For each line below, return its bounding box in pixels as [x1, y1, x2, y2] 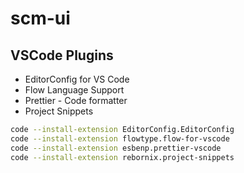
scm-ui [10, 7, 71, 30]
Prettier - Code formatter [24, 95, 128, 106]
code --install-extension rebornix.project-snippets [10, 152, 235, 162]
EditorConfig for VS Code [24, 73, 130, 85]
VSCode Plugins [10, 47, 114, 64]
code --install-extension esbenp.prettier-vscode [10, 143, 222, 153]
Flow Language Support [24, 84, 125, 96]
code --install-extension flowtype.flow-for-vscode [10, 133, 230, 144]
